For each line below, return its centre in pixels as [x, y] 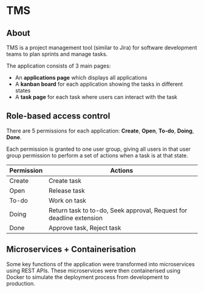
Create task [65, 181]
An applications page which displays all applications [81, 78]
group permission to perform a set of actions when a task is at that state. [97, 155]
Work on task [67, 200]
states [23, 91]
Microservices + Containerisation [71, 250]
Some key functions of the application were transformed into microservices [101, 264]
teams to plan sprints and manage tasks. [57, 54]
